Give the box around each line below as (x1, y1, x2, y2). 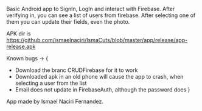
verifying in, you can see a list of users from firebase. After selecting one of (6, 12, 196, 19)
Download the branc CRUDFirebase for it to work (15, 66, 138, 74)
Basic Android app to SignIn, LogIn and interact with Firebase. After (6, 5, 175, 12)
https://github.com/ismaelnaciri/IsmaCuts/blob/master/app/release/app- (6, 37, 188, 43)
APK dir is (6, 30, 31, 37)
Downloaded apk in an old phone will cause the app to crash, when (15, 73, 184, 80)
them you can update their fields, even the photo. (6, 18, 130, 25)
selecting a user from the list (15, 79, 87, 87)
